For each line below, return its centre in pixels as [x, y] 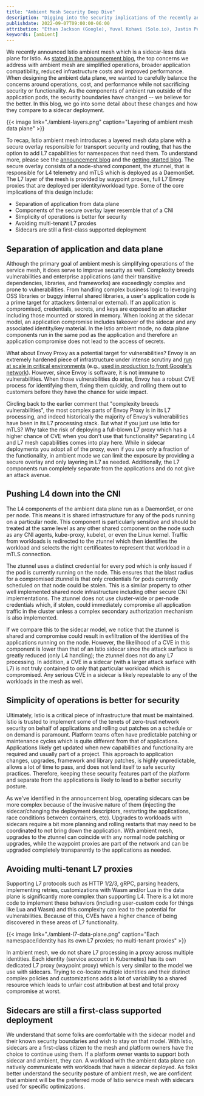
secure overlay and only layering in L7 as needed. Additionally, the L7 [93, 462]
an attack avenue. [29, 475]
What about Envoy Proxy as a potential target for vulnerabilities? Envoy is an [101, 353]
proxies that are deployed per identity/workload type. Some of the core [95, 186]
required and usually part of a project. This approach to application [90, 754]
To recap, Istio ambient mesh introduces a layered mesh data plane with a [99, 140]
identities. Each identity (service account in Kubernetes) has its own [91, 959]
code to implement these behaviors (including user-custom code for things [100, 903]
